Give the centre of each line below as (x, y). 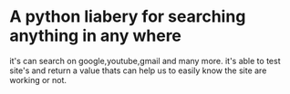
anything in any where (96, 36)
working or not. (38, 80)
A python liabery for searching (128, 17)
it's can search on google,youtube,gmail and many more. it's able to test (145, 61)
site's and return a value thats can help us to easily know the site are (138, 70)
